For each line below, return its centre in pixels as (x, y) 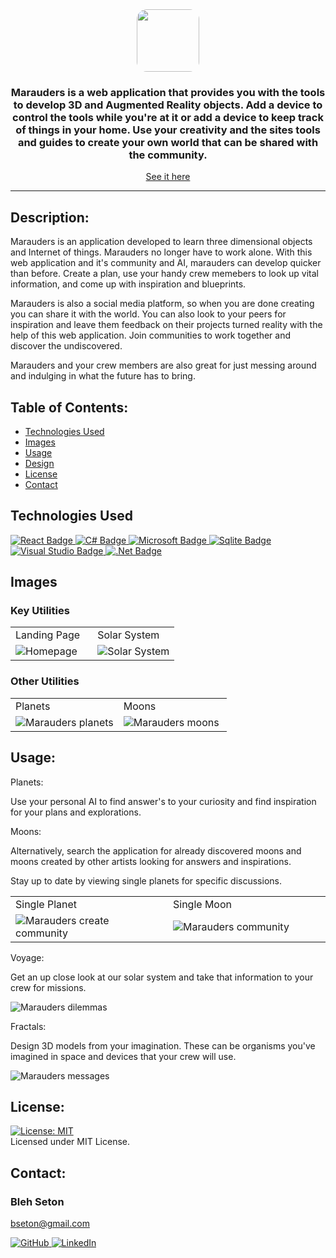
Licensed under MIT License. (70, 1142)
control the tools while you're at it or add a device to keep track (168, 117)
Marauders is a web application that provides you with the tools (168, 92)
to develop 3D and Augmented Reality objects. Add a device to (168, 105)
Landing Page (48, 635)
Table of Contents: (69, 407)
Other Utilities (45, 681)
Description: (50, 217)
